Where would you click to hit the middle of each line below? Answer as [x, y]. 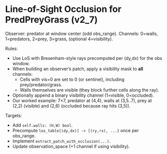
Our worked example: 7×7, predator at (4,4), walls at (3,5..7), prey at [82, 100]
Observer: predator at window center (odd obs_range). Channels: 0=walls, [82, 33]
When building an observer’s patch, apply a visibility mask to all [78, 69]
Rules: [12, 48]
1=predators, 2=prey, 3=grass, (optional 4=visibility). [59, 39]
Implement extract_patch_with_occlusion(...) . [61, 141]
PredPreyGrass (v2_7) [52, 20]
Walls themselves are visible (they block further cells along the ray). [89, 90]
